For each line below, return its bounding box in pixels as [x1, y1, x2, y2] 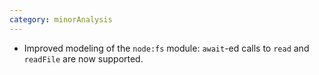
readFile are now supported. [23, 52, 144, 65]
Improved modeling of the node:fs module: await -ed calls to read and [23, 42, 310, 54]
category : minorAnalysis [9, 14, 113, 25]
